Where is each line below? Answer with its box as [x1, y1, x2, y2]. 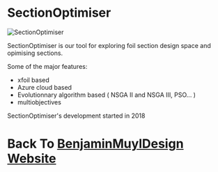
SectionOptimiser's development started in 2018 [7, 111, 146, 120]
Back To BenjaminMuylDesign [7, 136, 184, 152]
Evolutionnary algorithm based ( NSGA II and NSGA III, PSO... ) [17, 91, 196, 99]
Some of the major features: [7, 62, 88, 70]
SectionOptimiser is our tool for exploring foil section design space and [7, 41, 211, 49]
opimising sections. [7, 49, 63, 57]
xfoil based [17, 75, 50, 84]
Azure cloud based [17, 83, 72, 91]
